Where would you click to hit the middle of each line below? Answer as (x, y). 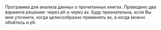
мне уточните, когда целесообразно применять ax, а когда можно (75, 17)
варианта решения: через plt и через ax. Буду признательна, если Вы (78, 12)
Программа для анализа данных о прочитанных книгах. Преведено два (81, 7)
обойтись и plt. (21, 22)
